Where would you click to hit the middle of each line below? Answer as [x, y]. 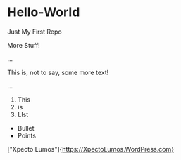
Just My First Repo [35, 32]
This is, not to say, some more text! [58, 72]
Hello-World [44, 12]
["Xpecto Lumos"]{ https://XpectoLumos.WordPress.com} [91, 149]
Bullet [26, 128]
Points [27, 135]
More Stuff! [24, 45]
